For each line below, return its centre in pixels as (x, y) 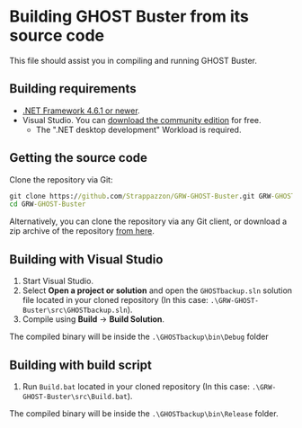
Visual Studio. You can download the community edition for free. (142, 120)
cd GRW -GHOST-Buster (48, 204)
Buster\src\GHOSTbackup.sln (75, 311)
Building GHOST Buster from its (129, 17)
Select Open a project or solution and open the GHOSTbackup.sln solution (157, 290)
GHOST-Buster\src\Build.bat (75, 397)
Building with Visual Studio (86, 259)
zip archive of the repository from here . (82, 231)
